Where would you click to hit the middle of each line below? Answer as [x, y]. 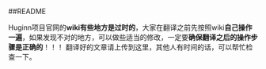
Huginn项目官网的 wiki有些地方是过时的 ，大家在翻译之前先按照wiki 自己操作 [130, 27]
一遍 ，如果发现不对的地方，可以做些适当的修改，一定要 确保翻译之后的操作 [129, 37]
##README [27, 11]
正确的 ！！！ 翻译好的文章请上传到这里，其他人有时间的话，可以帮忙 [134, 47]
